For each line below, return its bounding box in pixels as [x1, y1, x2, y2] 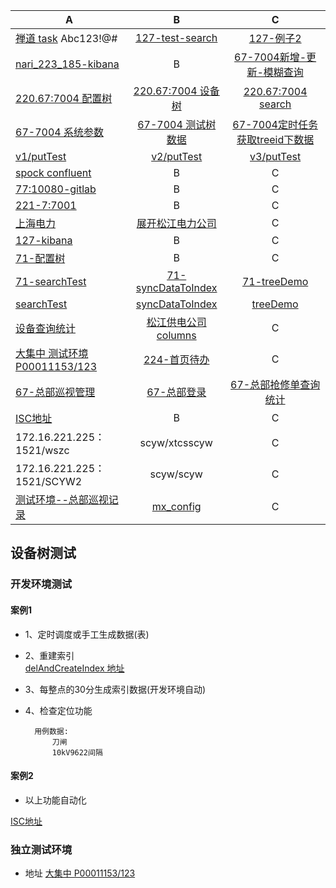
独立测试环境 [10, 842, 73, 856]
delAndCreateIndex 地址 [24, 662, 125, 674]
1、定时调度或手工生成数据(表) [24, 628, 150, 640]
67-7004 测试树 [137, 118, 217, 131]
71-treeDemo [241, 275, 309, 288]
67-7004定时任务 [232, 118, 318, 131]
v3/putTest [249, 150, 302, 163]
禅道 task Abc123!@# [15, 32, 118, 45]
